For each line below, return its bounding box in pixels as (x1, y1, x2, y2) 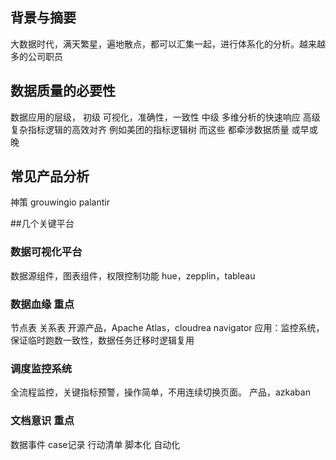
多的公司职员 (10, 50, 63, 62)
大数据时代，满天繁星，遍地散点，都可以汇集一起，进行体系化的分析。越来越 (10, 38, 326, 50)
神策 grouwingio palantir (10, 196, 110, 208)
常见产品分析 (10, 168, 90, 185)
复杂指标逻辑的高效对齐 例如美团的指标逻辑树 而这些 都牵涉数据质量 (10, 123, 290, 135)
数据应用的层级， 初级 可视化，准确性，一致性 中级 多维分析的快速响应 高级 (10, 111, 321, 123)
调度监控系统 (10, 361, 73, 375)
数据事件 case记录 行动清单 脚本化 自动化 (10, 438, 181, 450)
